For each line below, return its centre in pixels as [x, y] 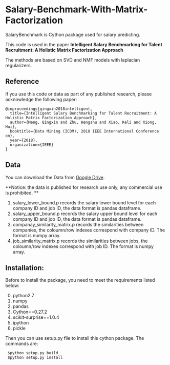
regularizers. [19, 65]
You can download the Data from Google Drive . [55, 177]
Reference [22, 81]
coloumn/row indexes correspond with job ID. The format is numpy [83, 246]
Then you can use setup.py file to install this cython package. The [75, 338]
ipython [21, 323]
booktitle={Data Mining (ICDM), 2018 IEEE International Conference [84, 131]
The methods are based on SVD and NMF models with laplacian [73, 60]
